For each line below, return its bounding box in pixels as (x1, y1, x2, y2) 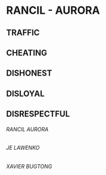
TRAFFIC (6, 28, 40, 38)
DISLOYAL (6, 88, 45, 99)
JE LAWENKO (6, 144, 40, 152)
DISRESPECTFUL (6, 109, 70, 119)
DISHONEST (6, 68, 52, 79)
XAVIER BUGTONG (6, 162, 52, 170)
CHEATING (6, 47, 48, 58)
